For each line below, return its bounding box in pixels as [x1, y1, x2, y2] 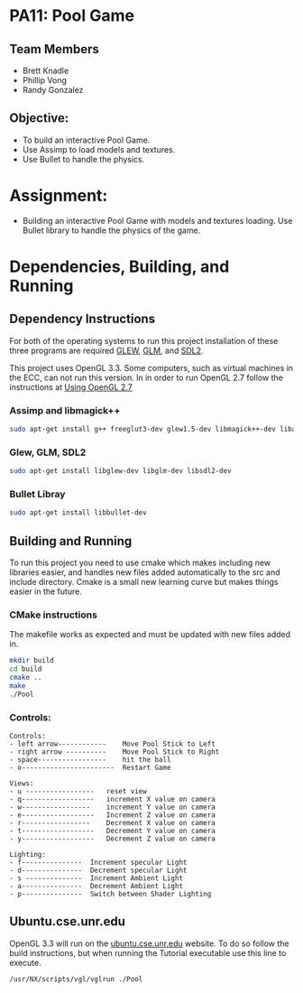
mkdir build [9, 656, 54, 665]
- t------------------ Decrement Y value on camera [9, 827, 216, 836]
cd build [9, 664, 42, 673]
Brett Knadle [22, 65, 69, 76]
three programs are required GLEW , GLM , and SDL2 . [9, 345, 205, 356]
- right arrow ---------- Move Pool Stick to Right [9, 747, 220, 756]
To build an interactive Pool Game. [22, 135, 151, 145]
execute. [9, 957, 42, 968]
